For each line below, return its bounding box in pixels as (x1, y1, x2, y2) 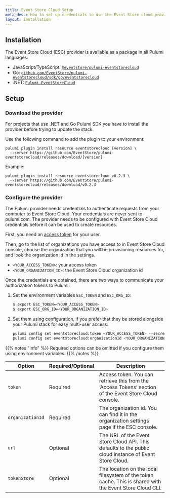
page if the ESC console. (99, 424, 158, 431)
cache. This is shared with (99, 478, 161, 485)
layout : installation (5, 17, 51, 22)
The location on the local (99, 465, 158, 472)
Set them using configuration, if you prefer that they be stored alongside (12, 316, 163, 322)
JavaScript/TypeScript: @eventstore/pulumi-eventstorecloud (12, 64, 139, 70)
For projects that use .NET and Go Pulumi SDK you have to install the (5, 121, 148, 127)
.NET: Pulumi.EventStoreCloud (12, 80, 75, 86)
